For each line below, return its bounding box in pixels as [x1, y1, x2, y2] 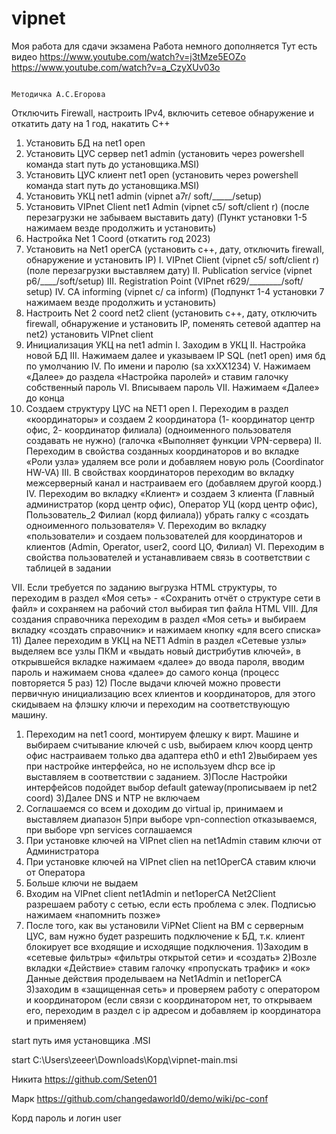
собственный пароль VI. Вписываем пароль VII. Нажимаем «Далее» [25, 381, 320, 393]
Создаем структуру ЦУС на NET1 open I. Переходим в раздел [25, 402, 289, 414]
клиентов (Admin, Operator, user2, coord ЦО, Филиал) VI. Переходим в [25, 540, 325, 552]
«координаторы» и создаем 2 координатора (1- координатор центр [25, 413, 316, 425]
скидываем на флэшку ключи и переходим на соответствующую [11, 698, 291, 710]
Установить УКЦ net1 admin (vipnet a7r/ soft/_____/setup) [25, 190, 263, 202]
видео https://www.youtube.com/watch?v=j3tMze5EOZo [11, 50, 246, 62]
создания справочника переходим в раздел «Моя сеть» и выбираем [11, 613, 307, 625]
